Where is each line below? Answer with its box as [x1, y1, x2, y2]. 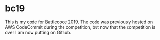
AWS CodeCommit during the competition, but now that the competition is [5, 24, 156, 30]
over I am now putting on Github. [5, 29, 72, 35]
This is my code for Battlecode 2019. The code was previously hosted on [5, 19, 153, 25]
